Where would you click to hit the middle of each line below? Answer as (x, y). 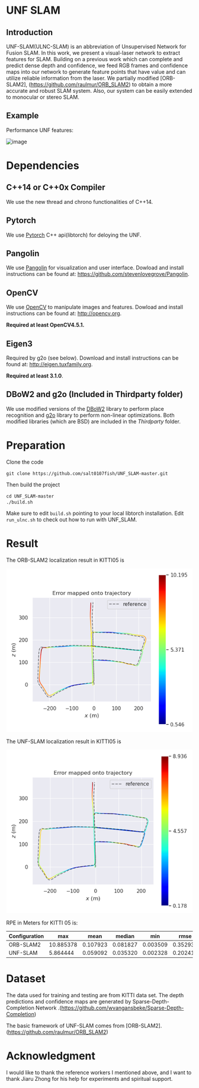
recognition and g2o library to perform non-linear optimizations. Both (90, 415)
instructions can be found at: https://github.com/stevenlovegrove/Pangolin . (98, 274)
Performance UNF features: (40, 130)
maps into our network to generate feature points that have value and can (96, 72)
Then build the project (33, 485)
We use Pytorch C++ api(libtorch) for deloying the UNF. (74, 235)
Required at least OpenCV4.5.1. (45, 325)
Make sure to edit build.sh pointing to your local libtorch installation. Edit (95, 513)
